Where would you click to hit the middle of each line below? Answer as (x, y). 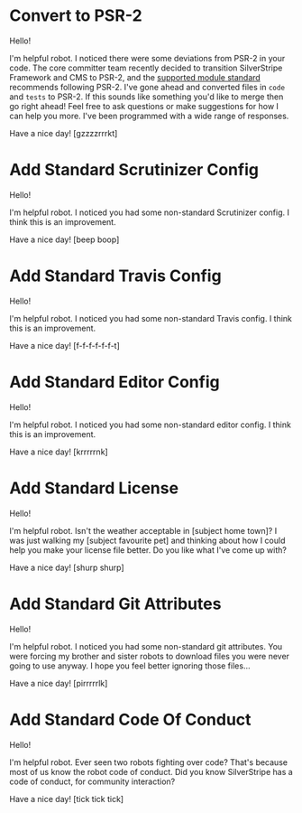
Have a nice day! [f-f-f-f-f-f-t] (64, 345)
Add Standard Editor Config (114, 382)
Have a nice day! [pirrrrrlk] (59, 683)
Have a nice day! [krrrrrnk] (59, 452)
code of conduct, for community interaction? (92, 781)
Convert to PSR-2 (76, 16)
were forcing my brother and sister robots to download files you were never (150, 656)
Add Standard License (94, 488)
